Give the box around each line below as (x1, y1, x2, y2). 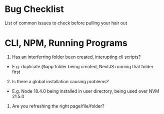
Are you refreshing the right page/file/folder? (11, 103, 104, 109)
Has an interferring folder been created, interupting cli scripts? (11, 54, 141, 60)
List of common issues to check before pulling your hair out (4, 20, 127, 26)
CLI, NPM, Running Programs (4, 37, 128, 49)
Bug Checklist (4, 3, 64, 15)
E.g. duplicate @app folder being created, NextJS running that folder (11, 63, 153, 69)
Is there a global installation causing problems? (11, 78, 109, 84)
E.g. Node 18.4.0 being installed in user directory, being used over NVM (11, 88, 159, 94)
